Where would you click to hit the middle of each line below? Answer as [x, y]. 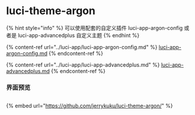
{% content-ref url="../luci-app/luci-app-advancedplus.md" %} [83, 65]
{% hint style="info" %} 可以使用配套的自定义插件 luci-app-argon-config [95, 28]
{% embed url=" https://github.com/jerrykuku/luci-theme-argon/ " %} [90, 106]
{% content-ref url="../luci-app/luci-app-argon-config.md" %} [82, 47]
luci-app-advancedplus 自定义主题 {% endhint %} [79, 35]
